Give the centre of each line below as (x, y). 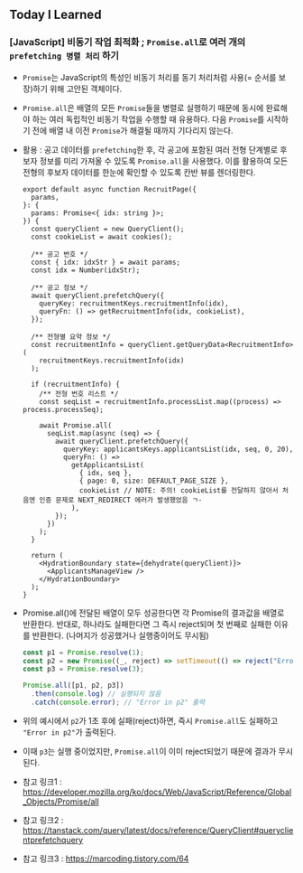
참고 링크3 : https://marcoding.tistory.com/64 (106, 859)
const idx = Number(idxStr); (86, 270)
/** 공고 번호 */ (60, 254)
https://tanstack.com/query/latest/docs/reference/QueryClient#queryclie (158, 830)
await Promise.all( (76, 425)
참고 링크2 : (43, 820)
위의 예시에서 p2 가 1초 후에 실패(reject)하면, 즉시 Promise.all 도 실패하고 (150, 720)
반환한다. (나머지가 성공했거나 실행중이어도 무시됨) (120, 635)
